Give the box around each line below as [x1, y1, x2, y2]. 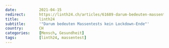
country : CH [5, 26, 44, 31]
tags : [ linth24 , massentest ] [5, 35, 87, 40]
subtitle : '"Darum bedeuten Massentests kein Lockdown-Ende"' [5, 21, 150, 26]
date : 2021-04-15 [5, 7, 62, 12]
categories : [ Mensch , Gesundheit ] [5, 30, 84, 35]
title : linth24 [5, 16, 55, 21]
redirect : [5, 12, 26, 17]
